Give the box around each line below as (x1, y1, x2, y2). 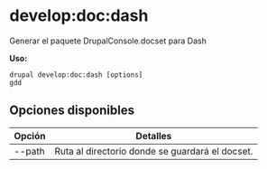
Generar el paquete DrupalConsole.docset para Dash (9, 35, 207, 46)
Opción (14, 129, 46, 142)
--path (14, 145, 45, 157)
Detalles (135, 129, 172, 142)
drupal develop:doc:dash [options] (9, 70, 143, 80)
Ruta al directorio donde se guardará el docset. (53, 145, 253, 157)
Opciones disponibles (9, 103, 135, 118)
